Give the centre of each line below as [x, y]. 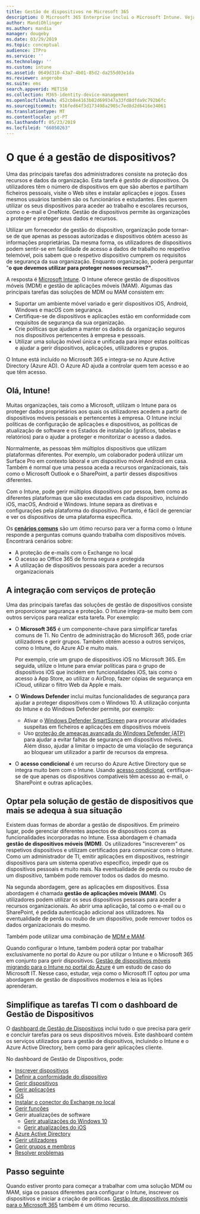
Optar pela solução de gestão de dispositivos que [100, 801]
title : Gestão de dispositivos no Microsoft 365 [68, 12]
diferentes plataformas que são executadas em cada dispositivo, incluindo [97, 497]
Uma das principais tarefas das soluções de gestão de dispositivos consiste [99, 605]
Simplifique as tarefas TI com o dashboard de [92, 1005]
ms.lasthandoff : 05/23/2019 [41, 123]
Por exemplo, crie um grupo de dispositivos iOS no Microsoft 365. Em [100, 659]
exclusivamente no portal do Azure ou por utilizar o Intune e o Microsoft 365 [100, 954]
